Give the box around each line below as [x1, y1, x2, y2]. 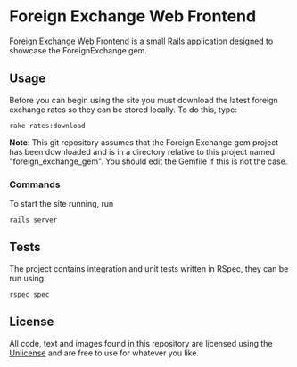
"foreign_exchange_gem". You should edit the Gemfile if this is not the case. [9, 156, 288, 167]
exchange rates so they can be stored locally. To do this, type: [9, 104, 238, 115]
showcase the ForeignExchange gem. [9, 45, 147, 55]
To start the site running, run [9, 199, 114, 209]
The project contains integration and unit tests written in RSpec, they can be [9, 263, 289, 273]
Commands [9, 178, 61, 191]
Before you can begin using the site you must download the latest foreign [9, 94, 278, 105]
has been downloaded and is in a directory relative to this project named [9, 146, 275, 157]
